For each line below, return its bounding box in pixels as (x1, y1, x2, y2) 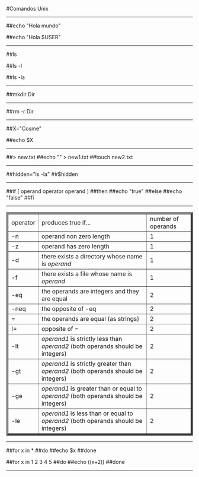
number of (150, 215, 179, 223)
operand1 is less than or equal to (41, 409, 133, 418)
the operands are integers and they (41, 288, 139, 295)
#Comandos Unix (6, 5, 49, 12)
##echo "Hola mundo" (6, 22, 61, 29)
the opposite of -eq (41, 305, 97, 312)
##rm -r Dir (6, 108, 34, 115)
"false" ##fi (6, 194, 34, 201)
